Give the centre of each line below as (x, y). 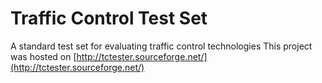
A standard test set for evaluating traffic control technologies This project (161, 46)
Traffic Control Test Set (109, 18)
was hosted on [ (43, 56)
